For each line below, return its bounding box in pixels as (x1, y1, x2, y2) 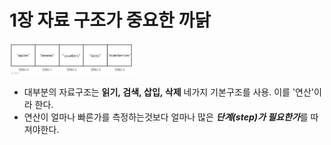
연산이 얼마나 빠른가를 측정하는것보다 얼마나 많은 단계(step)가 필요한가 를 (23, 111, 309, 123)
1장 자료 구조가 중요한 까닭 (9, 9, 211, 32)
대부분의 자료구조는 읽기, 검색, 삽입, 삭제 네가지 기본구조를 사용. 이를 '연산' (23, 86, 315, 98)
